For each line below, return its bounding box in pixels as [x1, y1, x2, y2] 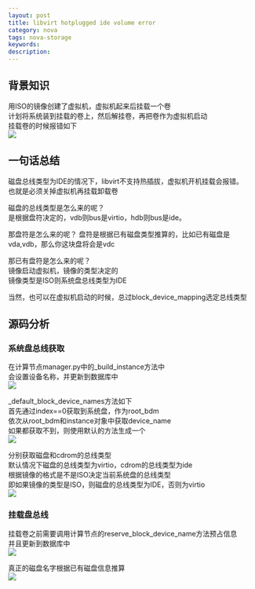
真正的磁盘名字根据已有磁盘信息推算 [8, 563, 126, 573]
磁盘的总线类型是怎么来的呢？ [8, 203, 104, 212]
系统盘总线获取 [8, 342, 65, 353]
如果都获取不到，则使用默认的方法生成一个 [8, 426, 146, 436]
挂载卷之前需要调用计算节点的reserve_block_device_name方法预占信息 [8, 529, 238, 538]
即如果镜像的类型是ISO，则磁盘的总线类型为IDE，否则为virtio [8, 480, 206, 489]
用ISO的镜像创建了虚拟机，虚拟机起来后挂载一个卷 [8, 101, 171, 111]
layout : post [8, 11, 51, 20]
